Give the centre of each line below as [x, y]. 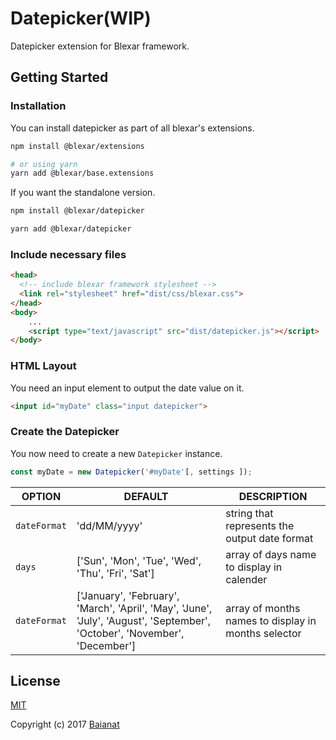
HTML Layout [43, 366]
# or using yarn [44, 164]
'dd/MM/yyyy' [109, 525]
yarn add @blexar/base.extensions [82, 173]
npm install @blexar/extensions [77, 146]
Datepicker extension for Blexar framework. [100, 46]
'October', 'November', [130, 633]
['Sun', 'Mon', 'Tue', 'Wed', [139, 560]
